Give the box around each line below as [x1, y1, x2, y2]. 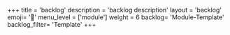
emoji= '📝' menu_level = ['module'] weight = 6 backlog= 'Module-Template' [7, 13, 225, 21]
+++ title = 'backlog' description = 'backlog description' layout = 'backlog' [7, 6, 222, 14]
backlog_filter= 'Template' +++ [7, 21, 96, 28]
